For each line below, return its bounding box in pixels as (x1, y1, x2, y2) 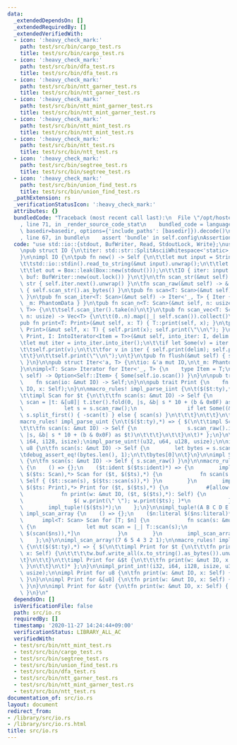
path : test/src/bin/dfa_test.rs (20, 63, 115, 70)
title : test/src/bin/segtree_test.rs (20, 168, 131, 175)
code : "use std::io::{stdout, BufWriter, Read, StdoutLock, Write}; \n (13, 241, 226, 248)
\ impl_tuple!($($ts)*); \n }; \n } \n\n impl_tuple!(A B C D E (20, 504, 229, 511)
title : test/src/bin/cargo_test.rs (20, 50, 125, 57)
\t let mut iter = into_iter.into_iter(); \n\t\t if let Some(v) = (20, 339, 213, 347)
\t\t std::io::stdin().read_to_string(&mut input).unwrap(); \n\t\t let (20, 260, 229, 267)
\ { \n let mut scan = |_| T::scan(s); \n (20, 524, 188, 531)
